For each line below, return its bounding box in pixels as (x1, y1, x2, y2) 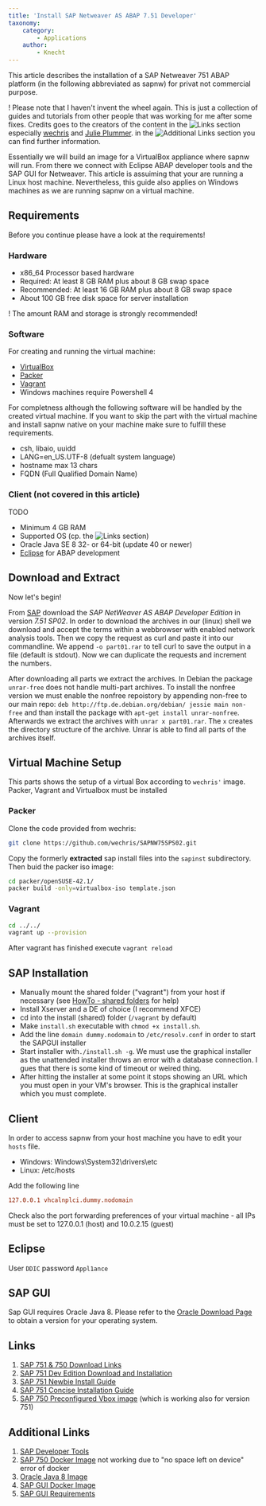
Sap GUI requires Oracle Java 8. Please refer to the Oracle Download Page (8, 1307, 253, 1317)
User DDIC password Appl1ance (8, 1263, 109, 1273)
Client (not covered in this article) (8, 489, 141, 500)
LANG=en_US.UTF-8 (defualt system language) (19, 452, 176, 462)
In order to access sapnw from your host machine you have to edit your (8, 1133, 242, 1142)
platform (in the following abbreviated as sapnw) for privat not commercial (8, 79, 252, 88)
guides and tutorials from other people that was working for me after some (8, 111, 253, 120)
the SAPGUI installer (19, 1038, 87, 1048)
